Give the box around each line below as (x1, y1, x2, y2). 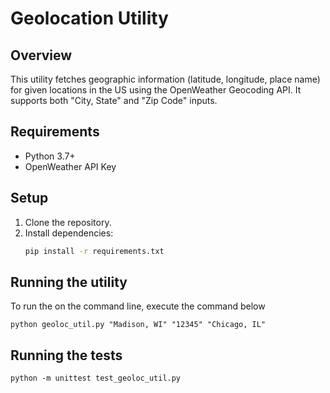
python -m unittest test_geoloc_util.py (10, 373, 182, 384)
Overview (10, 47, 73, 64)
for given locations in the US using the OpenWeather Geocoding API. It (10, 84, 302, 96)
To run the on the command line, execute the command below (10, 300, 266, 312)
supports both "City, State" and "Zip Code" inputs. (10, 95, 218, 106)
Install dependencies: (24, 227, 114, 239)
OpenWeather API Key (24, 160, 117, 172)
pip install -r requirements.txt (24, 246, 165, 256)
